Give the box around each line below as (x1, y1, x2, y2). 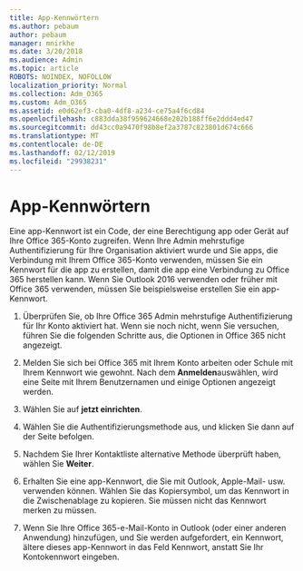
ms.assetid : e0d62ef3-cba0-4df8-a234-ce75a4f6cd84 (9, 106, 205, 115)
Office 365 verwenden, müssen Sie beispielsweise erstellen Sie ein (9, 283, 260, 295)
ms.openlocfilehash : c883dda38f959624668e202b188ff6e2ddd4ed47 (9, 114, 254, 123)
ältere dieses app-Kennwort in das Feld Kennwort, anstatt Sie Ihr (22, 542, 264, 553)
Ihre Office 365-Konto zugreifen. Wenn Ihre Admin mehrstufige (9, 235, 245, 246)
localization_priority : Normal (9, 81, 128, 90)
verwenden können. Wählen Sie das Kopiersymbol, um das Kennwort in (22, 486, 290, 497)
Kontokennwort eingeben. (22, 551, 120, 563)
